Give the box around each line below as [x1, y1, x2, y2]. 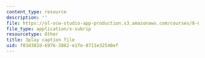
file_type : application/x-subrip [6, 25, 92, 32]
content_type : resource [6, 8, 67, 15]
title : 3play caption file [6, 37, 75, 43]
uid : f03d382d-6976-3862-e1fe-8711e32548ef [6, 43, 119, 49]
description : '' [6, 14, 48, 21]
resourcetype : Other [6, 31, 59, 37]
